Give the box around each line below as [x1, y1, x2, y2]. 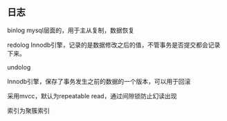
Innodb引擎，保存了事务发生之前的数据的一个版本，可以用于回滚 [7, 77, 191, 85]
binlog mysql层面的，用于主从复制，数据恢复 [7, 26, 135, 34]
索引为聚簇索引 [7, 106, 50, 115]
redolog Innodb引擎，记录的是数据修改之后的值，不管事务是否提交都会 [7, 41, 209, 49]
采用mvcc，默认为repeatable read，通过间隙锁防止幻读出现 [7, 91, 177, 100]
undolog [7, 63, 31, 71]
